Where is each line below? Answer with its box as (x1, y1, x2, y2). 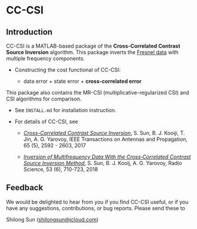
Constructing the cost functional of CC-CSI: (14, 66, 121, 73)
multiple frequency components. (6, 55, 85, 62)
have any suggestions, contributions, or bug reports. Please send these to (6, 204, 185, 211)
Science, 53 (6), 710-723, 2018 (23, 166, 98, 173)
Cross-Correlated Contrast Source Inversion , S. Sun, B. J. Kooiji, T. (23, 130, 185, 136)
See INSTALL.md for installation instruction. (14, 107, 116, 113)
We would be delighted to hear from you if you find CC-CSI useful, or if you (6, 198, 189, 206)
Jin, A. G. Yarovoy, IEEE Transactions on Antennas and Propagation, (23, 136, 188, 143)
